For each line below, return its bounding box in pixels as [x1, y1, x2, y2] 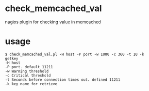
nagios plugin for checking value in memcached [5, 19, 101, 25]
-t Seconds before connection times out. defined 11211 [5, 77, 120, 82]
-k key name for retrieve [5, 81, 57, 86]
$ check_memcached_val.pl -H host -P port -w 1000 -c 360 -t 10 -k [5, 52, 145, 57]
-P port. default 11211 [5, 64, 53, 69]
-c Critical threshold [5, 73, 51, 78]
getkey [5, 56, 18, 61]
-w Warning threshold [5, 69, 49, 74]
